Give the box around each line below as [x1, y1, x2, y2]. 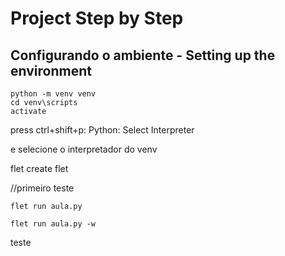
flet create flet [10, 163, 69, 174]
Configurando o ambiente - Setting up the [10, 47, 276, 64]
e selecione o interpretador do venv [10, 143, 158, 155]
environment [10, 62, 92, 79]
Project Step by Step [10, 7, 184, 30]
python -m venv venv [10, 89, 97, 99]
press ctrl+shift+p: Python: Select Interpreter [10, 124, 195, 136]
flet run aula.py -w [10, 219, 97, 229]
